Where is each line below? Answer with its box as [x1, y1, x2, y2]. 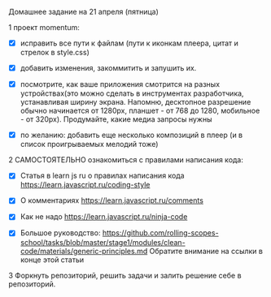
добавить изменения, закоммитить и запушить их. [20, 63, 197, 73]
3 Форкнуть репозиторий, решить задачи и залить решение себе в [8, 270, 242, 280]
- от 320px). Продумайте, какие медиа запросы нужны [20, 114, 212, 124]
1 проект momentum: [8, 23, 80, 32]
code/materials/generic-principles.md [20, 246, 148, 256]
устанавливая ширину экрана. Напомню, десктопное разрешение [20, 97, 251, 107]
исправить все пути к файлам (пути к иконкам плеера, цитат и [20, 38, 238, 48]
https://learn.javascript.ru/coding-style [20, 180, 151, 190]
